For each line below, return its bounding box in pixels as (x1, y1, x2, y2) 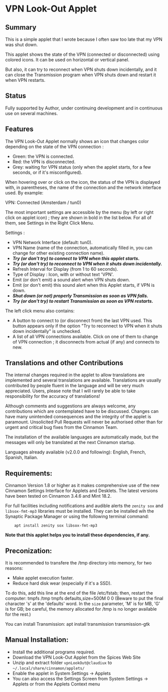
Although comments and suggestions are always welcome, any (5, 403, 136, 409)
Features (5, 125, 34, 134)
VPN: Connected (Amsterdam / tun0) (5, 199, 82, 205)
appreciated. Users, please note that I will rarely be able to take (5, 388, 136, 394)
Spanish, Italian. (5, 454, 39, 460)
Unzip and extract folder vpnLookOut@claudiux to (12, 659, 112, 665)
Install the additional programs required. (12, 649, 95, 655)
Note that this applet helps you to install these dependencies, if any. (5, 532, 150, 538)
